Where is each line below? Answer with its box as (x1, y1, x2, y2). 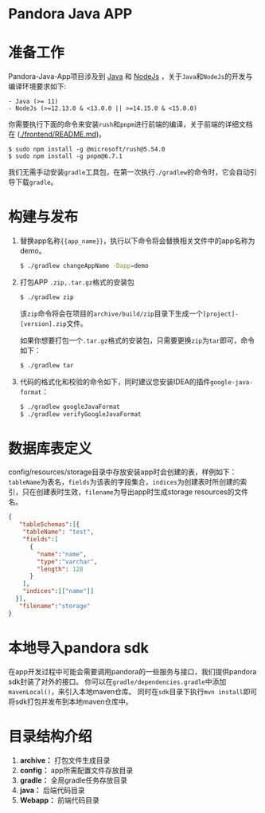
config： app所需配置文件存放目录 (19, 765, 134, 775)
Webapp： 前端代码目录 (19, 795, 99, 805)
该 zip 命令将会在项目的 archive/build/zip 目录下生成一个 (19, 308, 203, 318)
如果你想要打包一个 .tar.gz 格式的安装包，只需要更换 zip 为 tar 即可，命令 (19, 336, 255, 345)
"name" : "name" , (37, 550, 88, 558)
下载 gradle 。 (14, 177, 58, 187)
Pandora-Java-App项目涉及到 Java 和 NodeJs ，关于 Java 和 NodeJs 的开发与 (8, 72, 253, 81)
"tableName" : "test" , (22, 528, 94, 536)
